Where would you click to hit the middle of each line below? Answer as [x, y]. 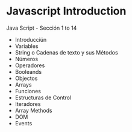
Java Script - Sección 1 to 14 [42, 28]
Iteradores [28, 104]
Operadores [30, 65]
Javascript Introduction [66, 11]
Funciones [28, 91]
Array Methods [33, 110]
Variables [27, 46]
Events [24, 123]
